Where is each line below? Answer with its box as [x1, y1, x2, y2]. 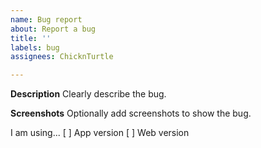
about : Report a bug [10, 24, 97, 34]
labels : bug [10, 42, 60, 53]
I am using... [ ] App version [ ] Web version [10, 127, 190, 139]
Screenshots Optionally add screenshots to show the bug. [10, 107, 252, 120]
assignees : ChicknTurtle [10, 52, 114, 62]
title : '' [10, 33, 52, 43]
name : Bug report [10, 14, 83, 25]
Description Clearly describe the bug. [10, 88, 167, 100]
